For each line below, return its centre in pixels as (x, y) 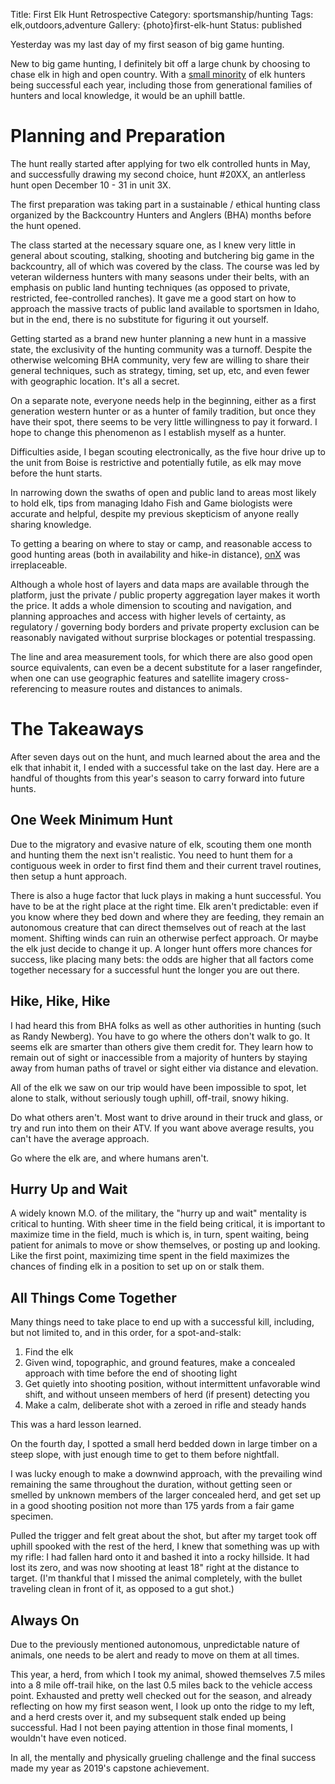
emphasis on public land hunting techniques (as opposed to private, (150, 287)
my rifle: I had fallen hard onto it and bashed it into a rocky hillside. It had (160, 1557)
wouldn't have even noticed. (68, 1738)
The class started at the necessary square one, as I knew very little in (153, 245)
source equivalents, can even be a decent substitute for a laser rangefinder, (166, 667)
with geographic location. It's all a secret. (95, 381)
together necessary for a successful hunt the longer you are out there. (155, 970)
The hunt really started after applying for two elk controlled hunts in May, (160, 163)
